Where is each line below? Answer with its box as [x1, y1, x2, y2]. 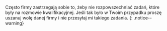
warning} [5, 20, 24, 26]
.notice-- [133, 15, 152, 20]
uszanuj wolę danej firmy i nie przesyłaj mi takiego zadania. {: [5, 15, 133, 20]
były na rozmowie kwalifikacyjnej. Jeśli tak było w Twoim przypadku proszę [5, 9, 162, 15]
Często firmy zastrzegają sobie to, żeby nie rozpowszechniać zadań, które [5, 4, 160, 10]
